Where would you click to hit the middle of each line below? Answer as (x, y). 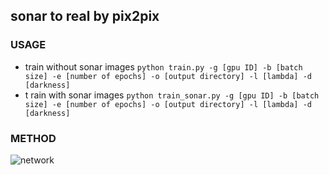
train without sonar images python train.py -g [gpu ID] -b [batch (163, 66)
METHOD (33, 138)
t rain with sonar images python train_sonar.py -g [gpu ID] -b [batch (172, 95)
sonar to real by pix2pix (85, 16)
